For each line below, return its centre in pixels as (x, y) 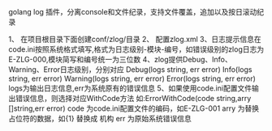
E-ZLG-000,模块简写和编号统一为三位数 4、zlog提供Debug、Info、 (121, 59)
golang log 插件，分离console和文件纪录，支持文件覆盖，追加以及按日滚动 (133, 12)
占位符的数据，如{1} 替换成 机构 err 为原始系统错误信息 (100, 118)
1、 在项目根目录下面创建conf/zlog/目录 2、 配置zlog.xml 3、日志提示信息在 (135, 39)
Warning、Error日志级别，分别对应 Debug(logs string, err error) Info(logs (130, 70)
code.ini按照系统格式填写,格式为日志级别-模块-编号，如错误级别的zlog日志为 (136, 49)
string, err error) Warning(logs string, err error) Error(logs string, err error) (132, 78)
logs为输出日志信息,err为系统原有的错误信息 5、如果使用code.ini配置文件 (130, 88)
